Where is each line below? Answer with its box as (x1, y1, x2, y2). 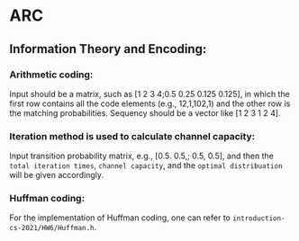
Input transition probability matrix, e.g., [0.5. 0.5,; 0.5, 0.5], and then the (9, 150, 275, 162)
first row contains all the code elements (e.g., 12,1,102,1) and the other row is (9, 98, 291, 109)
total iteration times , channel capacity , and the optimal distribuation (9, 160, 283, 171)
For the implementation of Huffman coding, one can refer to (9, 212, 231, 223)
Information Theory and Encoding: (9, 41, 207, 57)
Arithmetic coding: (9, 68, 94, 81)
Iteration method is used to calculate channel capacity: (9, 129, 256, 142)
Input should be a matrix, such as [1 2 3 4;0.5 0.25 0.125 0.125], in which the (9, 88, 290, 99)
